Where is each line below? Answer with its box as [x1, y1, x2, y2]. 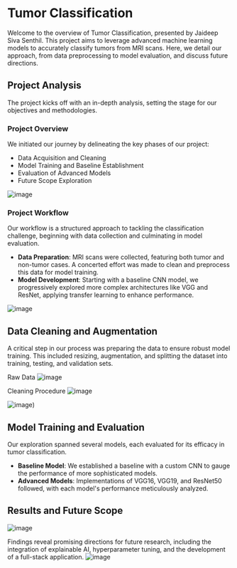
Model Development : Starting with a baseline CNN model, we [17, 275, 199, 284]
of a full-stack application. [7, 552, 84, 561]
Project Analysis [7, 80, 82, 92]
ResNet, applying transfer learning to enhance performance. [17, 290, 194, 300]
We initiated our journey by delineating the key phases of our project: [7, 140, 209, 149]
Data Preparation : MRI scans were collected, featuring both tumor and [17, 253, 225, 261]
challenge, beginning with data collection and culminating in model [7, 231, 203, 240]
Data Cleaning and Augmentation [7, 325, 158, 337]
